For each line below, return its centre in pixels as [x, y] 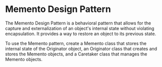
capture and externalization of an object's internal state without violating [80, 28]
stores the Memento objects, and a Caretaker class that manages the [76, 54]
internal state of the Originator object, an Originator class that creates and [81, 48]
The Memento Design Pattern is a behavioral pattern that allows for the [78, 23]
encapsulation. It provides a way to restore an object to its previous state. [81, 33]
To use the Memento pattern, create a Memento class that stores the [76, 43]
